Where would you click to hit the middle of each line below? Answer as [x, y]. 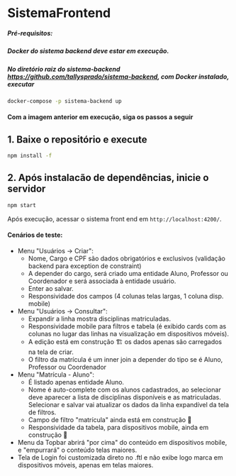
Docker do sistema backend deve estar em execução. [88, 51]
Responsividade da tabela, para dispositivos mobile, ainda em [118, 427]
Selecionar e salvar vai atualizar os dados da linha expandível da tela [128, 404]
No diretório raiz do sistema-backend [64, 69]
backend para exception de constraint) [85, 266]
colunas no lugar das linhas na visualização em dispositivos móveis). [128, 333]
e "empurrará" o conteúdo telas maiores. [77, 450]
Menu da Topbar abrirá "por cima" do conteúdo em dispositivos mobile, [122, 442]
